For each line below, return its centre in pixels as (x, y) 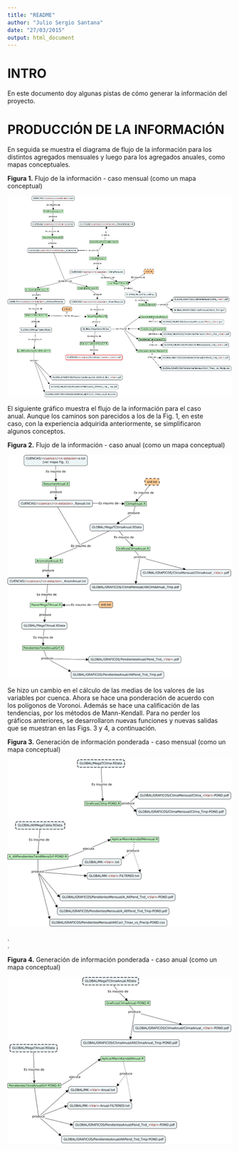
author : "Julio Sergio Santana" (55, 22)
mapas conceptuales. (39, 165)
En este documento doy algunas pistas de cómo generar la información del (117, 93)
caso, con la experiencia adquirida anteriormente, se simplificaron (104, 424)
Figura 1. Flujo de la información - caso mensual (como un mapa (102, 179)
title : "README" (31, 15)
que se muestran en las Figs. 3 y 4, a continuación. (82, 728)
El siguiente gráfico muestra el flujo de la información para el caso (104, 409)
